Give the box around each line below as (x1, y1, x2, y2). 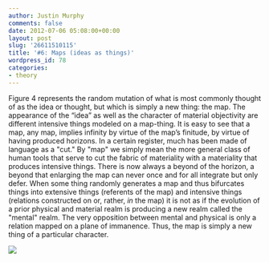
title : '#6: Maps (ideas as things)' (8, 49, 135, 57)
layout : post (8, 34, 52, 42)
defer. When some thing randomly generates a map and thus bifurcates (8, 178, 245, 188)
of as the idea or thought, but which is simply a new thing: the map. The (8, 102, 247, 111)
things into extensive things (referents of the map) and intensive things (8, 187, 243, 196)
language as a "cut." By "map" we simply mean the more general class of (8, 144, 251, 154)
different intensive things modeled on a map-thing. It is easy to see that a (8, 119, 251, 128)
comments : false (8, 19, 63, 27)
